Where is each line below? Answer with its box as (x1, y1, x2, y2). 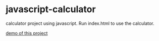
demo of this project (6, 30, 48, 36)
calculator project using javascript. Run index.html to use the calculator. (6, 20, 154, 26)
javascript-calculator (6, 4, 96, 15)
